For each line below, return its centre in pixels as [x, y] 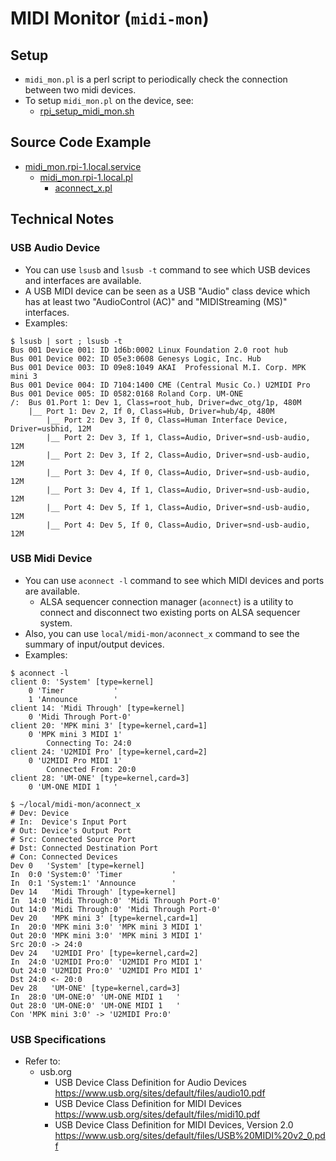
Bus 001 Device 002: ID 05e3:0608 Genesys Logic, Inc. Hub [136, 358]
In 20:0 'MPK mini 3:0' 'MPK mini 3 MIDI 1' [106, 927]
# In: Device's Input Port [69, 822]
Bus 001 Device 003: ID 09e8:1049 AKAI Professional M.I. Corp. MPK [158, 367]
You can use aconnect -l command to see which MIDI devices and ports [174, 580]
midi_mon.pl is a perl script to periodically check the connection [156, 79]
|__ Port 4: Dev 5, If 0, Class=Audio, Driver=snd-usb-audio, [178, 525]
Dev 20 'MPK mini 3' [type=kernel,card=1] [104, 918]
